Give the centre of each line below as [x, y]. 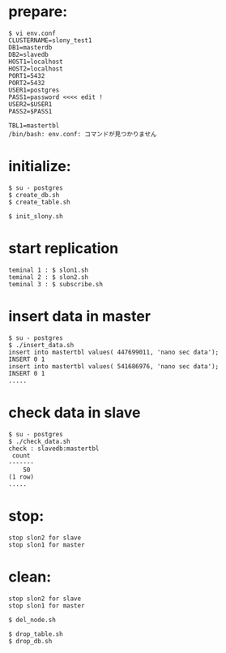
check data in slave [75, 412]
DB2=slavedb [28, 54]
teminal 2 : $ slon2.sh [49, 277]
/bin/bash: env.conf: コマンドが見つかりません [83, 134]
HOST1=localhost [36, 62]
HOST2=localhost [36, 69]
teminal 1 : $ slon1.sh [49, 270]
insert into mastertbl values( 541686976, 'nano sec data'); [114, 366]
